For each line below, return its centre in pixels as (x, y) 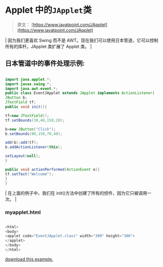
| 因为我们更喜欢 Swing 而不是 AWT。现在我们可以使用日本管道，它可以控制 (82, 40)
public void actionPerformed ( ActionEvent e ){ (52, 169)
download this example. (29, 259)
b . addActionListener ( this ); (34, 147)
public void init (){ (26, 107)
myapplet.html (23, 212)
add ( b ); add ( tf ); (22, 143)
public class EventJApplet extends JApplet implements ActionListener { (80, 93)
